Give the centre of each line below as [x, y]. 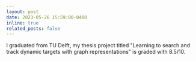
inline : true [23, 23]
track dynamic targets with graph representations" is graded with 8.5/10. [96, 52]
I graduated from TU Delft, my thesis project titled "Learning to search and [98, 45]
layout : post [23, 12]
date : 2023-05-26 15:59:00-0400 [47, 17]
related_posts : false [33, 28]
